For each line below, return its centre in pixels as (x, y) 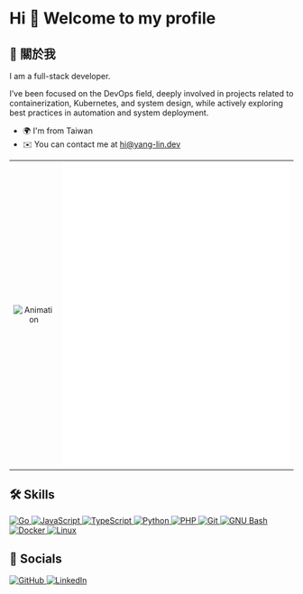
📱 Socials (36, 558)
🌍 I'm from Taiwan (57, 131)
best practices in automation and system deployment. (109, 113)
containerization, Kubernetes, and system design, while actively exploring (147, 103)
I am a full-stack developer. (60, 76)
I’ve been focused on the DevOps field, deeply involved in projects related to (151, 93)
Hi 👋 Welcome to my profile (113, 18)
